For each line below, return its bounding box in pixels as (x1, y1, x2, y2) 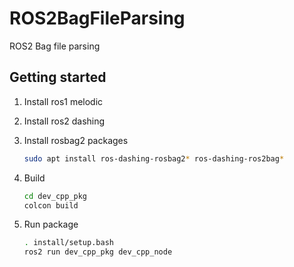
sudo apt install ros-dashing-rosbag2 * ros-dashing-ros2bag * (23, 153, 285, 164)
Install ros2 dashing (23, 115, 106, 127)
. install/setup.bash (23, 238, 114, 248)
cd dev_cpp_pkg (23, 191, 88, 201)
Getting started (9, 69, 107, 86)
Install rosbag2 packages (23, 134, 129, 146)
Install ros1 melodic (23, 95, 104, 107)
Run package (23, 218, 79, 231)
